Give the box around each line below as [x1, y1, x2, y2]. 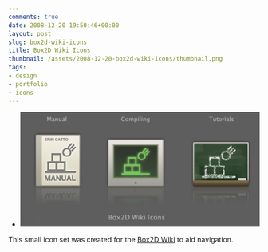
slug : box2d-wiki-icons [8, 38, 88, 46]
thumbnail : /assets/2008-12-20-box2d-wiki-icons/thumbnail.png [8, 55, 223, 63]
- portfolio [8, 80, 48, 88]
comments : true [8, 13, 59, 21]
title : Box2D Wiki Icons [8, 46, 91, 55]
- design [8, 72, 37, 80]
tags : [8, 64, 26, 72]
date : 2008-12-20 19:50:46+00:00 [8, 21, 120, 30]
